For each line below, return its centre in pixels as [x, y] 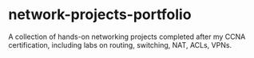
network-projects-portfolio [100, 15]
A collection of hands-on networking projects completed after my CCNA [127, 37]
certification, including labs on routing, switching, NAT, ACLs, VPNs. [120, 44]
